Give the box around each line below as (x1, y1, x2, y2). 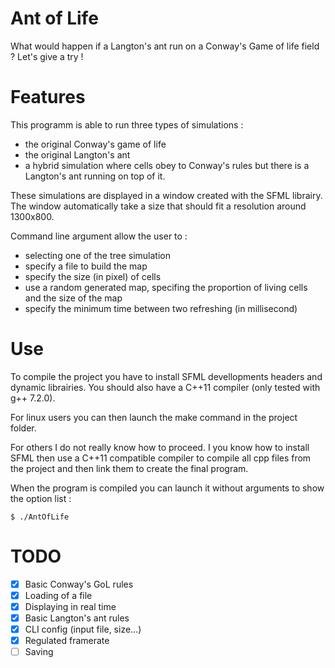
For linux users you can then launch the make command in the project (10, 411, 298, 423)
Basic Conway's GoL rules (24, 578, 134, 590)
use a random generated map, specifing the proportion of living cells (24, 281, 308, 293)
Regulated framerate (24, 635, 110, 647)
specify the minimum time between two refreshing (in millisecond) (24, 302, 298, 314)
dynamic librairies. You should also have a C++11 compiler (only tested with (10, 381, 321, 393)
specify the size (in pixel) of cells (24, 270, 162, 282)
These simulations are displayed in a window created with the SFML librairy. (10, 189, 323, 201)
